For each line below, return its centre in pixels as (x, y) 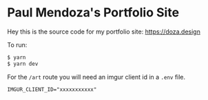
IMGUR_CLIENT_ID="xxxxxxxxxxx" (52, 89)
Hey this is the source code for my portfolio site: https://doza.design (104, 32)
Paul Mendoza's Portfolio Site (93, 13)
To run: (17, 45)
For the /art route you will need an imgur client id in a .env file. (96, 77)
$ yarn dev (23, 64)
